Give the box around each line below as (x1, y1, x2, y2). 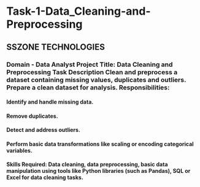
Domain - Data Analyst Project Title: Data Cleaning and (6, 60, 173, 69)
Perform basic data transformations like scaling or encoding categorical (6, 140, 194, 148)
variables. (6, 147, 33, 154)
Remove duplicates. (6, 112, 58, 120)
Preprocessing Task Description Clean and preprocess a (6, 67, 178, 76)
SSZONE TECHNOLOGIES (6, 42, 106, 52)
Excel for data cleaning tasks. (6, 174, 84, 181)
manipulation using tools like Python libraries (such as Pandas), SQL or (6, 167, 191, 175)
